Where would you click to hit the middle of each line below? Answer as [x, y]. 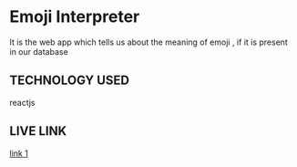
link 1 [19, 153]
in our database [39, 51]
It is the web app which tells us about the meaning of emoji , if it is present [149, 42]
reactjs [22, 102]
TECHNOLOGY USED [70, 81]
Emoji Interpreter [75, 17]
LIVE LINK [38, 131]
